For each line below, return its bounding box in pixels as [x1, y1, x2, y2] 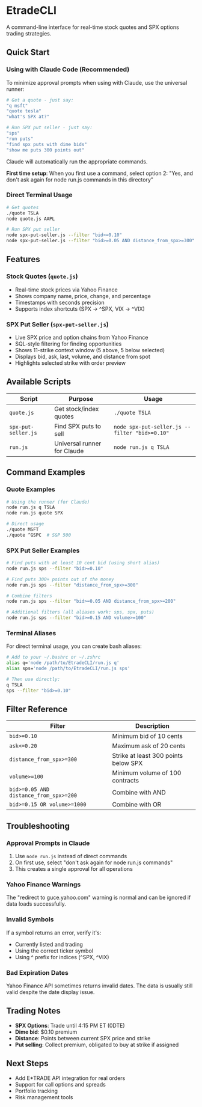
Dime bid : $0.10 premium [14, 1028, 78, 1035]
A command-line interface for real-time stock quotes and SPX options [6, 23, 179, 31]
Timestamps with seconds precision [14, 299, 105, 306]
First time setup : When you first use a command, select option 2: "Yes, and [6, 169, 194, 177]
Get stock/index [54, 404, 99, 413]
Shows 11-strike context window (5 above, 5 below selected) [14, 347, 165, 354]
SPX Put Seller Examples [6, 546, 80, 555]
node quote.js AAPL [6, 216, 55, 222]
